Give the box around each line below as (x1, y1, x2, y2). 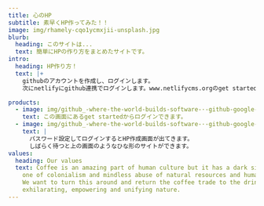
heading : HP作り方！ (15, 63, 78, 70)
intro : (8, 56, 30, 63)
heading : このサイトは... (15, 41, 93, 49)
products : (8, 99, 41, 107)
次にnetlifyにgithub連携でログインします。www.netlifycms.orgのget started (22, 84, 258, 92)
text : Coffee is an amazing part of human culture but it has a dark (15, 164, 247, 172)
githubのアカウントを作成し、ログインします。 (22, 77, 155, 85)
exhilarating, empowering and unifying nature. (22, 186, 181, 193)
